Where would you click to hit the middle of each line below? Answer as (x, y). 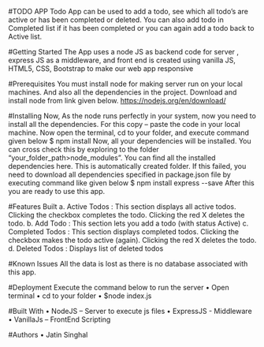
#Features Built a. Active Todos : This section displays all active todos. (122, 207)
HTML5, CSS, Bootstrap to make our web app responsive (101, 69)
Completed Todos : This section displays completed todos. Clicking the (124, 231)
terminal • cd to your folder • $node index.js (80, 296)
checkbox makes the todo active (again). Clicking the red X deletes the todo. (132, 240)
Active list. (25, 36)
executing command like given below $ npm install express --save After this (131, 183)
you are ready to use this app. (57, 191)
